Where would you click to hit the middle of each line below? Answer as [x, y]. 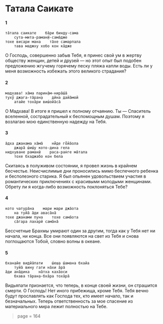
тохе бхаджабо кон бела [39, 156]
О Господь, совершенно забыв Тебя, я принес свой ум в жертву [74, 56]
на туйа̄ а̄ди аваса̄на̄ [35, 213]
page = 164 [29, 316]
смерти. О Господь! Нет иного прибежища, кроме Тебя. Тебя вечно [77, 291]
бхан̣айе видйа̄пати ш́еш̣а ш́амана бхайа [48, 263]
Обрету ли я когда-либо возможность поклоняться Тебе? [66, 187]
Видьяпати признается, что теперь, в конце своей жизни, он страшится [81, 285]
